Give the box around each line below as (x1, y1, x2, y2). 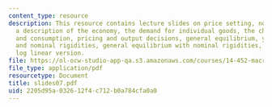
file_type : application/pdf (8, 64, 104, 72)
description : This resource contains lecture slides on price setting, (8, 19, 255, 27)
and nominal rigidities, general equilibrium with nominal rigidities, (15, 42, 263, 50)
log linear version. (15, 49, 85, 57)
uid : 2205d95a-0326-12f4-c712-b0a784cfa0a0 (8, 86, 158, 95)
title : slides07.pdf (8, 79, 79, 87)
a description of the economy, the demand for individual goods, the (15, 27, 255, 35)
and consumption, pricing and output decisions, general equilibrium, (15, 34, 259, 43)
